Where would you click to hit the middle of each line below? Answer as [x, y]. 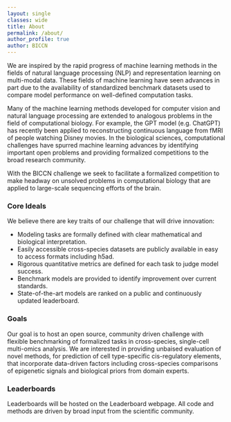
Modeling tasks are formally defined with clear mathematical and [110, 235]
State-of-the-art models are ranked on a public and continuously [109, 293]
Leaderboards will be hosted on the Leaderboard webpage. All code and [111, 403]
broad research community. [47, 160]
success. [30, 272]
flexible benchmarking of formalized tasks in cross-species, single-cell [108, 341]
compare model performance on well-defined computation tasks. [100, 95]
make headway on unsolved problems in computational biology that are [109, 181]
